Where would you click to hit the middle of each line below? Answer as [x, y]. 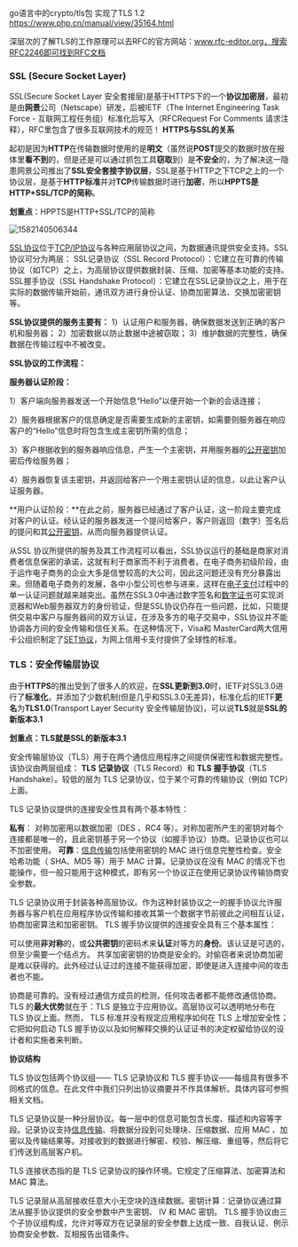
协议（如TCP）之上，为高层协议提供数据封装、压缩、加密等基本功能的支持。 [149, 270]
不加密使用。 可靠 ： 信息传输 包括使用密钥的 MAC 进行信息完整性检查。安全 [145, 849]
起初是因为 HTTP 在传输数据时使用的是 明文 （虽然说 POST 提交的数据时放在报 [147, 148]
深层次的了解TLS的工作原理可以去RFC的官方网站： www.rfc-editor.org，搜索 [148, 41]
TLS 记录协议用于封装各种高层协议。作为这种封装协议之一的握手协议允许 [142, 902]
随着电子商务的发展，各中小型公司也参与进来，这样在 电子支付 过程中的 [161, 584]
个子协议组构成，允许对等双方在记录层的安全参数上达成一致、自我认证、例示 [149, 1222]
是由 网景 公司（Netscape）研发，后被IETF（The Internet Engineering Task [145, 107]
